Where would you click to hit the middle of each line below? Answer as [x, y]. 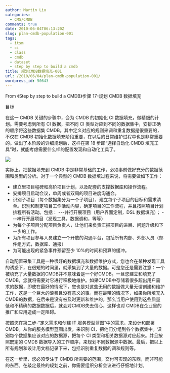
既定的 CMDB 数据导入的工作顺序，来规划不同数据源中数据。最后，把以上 [86, 341]
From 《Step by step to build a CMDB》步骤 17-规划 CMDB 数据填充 [73, 96]
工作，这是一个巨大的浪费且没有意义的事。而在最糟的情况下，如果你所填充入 [85, 293]
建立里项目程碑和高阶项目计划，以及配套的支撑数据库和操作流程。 [81, 186]
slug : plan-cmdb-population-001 [39, 34]
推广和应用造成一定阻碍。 [32, 312]
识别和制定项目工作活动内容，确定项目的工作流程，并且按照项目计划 [92, 206]
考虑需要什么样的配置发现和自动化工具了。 [74, 149]
